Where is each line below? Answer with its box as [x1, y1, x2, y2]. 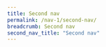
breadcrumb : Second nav [7, 23, 76, 30]
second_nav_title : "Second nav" [7, 29, 100, 37]
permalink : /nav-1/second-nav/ [7, 17, 97, 23]
